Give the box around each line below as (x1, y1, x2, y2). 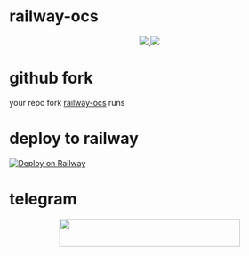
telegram (9, 189, 77, 209)
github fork (9, 68, 93, 88)
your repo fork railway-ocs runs (9, 97, 125, 108)
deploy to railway (9, 129, 140, 148)
